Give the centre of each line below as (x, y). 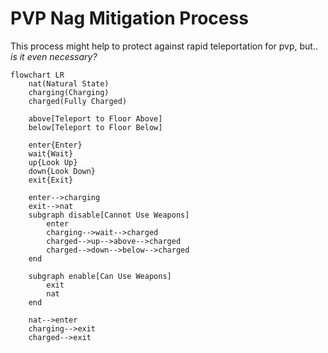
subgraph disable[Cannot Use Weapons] (109, 215)
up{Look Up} (53, 162)
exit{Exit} (51, 180)
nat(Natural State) (69, 83)
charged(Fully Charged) (78, 101)
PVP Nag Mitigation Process (129, 18)
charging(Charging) (69, 92)
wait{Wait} (51, 153)
